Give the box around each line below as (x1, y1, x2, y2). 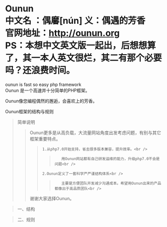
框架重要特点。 (29, 136, 61, 142)
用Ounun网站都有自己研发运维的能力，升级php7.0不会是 (61, 156, 160, 161)
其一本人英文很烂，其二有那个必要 (22, 53, 163, 64)
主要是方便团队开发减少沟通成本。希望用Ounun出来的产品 (61, 181, 162, 186)
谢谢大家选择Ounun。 (29, 195, 75, 201)
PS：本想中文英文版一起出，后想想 (5, 40, 148, 51)
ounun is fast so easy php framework (5, 81, 82, 87)
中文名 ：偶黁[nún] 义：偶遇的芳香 (5, 15, 146, 26)
